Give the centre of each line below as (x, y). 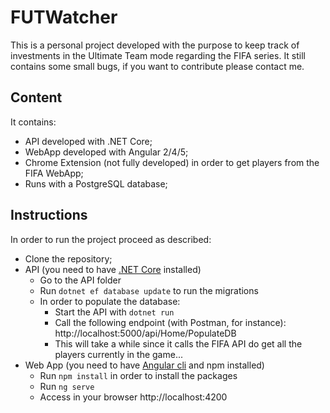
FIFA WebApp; (54, 173)
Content (36, 97)
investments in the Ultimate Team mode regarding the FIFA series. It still (158, 55)
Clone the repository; (68, 258)
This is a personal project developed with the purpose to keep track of (155, 45)
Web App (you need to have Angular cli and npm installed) (144, 365)
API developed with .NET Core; (88, 141)
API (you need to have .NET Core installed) (113, 269)
